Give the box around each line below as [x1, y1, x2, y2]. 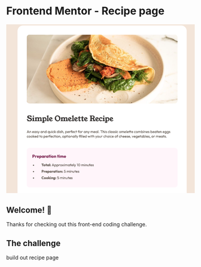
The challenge [6, 238, 61, 248]
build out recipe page [6, 254, 59, 261]
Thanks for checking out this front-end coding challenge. [6, 221, 147, 228]
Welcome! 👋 [6, 205, 52, 215]
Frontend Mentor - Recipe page [6, 4, 165, 18]
